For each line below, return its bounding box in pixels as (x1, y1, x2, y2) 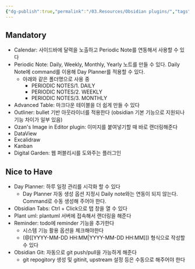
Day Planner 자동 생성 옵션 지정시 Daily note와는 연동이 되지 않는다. (22, 191, 178, 198)
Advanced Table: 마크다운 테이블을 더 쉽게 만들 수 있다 (13, 102, 140, 109)
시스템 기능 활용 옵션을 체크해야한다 (22, 227, 104, 234)
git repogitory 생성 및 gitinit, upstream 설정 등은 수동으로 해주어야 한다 (22, 256, 186, 263)
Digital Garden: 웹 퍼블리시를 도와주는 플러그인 (13, 150, 122, 157)
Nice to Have (5, 167, 53, 177)
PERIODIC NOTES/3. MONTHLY (31, 95, 108, 102)
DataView (13, 130, 37, 137)
